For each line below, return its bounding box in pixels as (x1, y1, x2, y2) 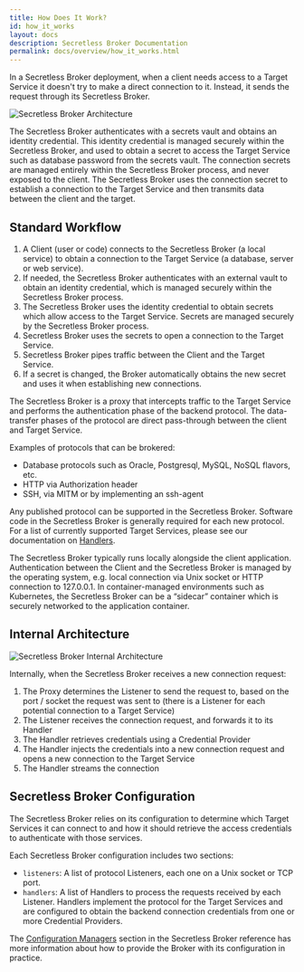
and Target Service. (9, 424, 83, 435)
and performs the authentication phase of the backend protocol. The (9, 405, 265, 416)
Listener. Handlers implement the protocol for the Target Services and (22, 896, 283, 907)
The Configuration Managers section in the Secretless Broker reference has (9, 933, 291, 944)
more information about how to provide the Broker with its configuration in (9, 942, 286, 953)
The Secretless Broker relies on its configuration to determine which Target (9, 813, 290, 824)
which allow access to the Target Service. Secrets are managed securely (22, 310, 294, 321)
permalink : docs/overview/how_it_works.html (9, 47, 180, 56)
